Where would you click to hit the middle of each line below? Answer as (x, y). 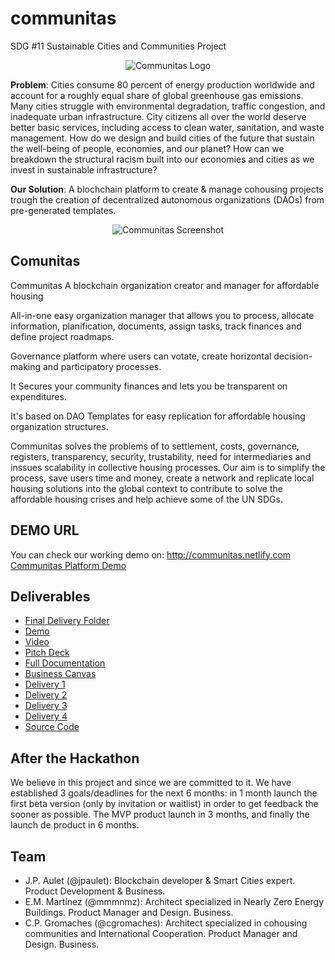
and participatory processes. (102, 366)
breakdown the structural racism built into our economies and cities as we (162, 159)
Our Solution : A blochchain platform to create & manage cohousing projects (167, 189)
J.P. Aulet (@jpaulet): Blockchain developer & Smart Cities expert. (160, 880)
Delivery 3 (46, 706)
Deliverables (50, 596)
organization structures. (59, 426)
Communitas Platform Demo (68, 565)
